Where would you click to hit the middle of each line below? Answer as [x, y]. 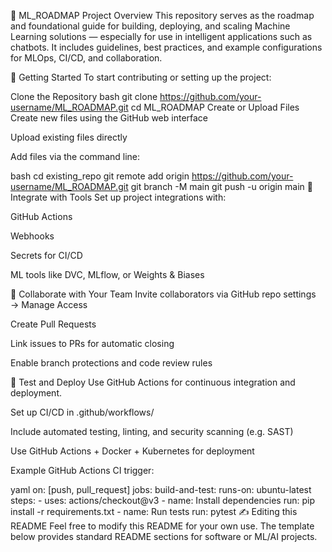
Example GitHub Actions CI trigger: [82, 470]
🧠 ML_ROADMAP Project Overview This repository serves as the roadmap [162, 15]
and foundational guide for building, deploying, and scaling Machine [150, 26]
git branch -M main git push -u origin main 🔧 [221, 186]
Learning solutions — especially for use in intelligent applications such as [161, 36]
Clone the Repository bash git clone [84, 96]
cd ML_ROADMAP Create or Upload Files [215, 107]
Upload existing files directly [69, 137]
